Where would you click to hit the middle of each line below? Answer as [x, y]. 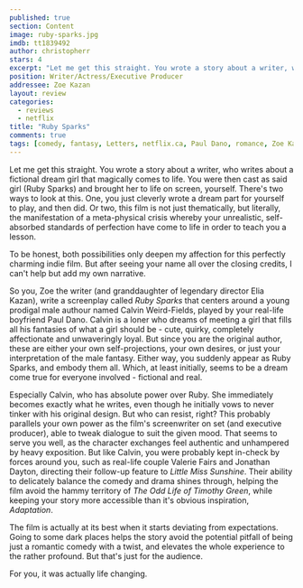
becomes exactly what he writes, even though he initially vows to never [142, 404]
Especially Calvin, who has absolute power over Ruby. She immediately [141, 395]
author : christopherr [50, 51]
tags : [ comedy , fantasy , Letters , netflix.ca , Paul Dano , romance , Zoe [147, 144]
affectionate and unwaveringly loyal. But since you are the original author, [146, 339]
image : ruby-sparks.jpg [54, 34]
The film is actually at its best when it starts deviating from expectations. [144, 527]
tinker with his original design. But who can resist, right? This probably [140, 414]
